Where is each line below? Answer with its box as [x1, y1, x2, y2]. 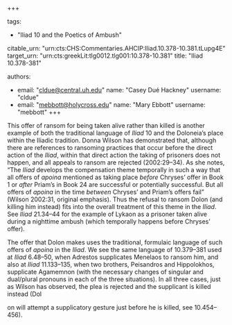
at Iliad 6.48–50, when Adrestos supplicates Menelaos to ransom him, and [7, 253, 219, 261]
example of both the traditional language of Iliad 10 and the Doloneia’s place [7, 129, 224, 137]
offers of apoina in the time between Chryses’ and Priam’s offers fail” [7, 188, 204, 196]
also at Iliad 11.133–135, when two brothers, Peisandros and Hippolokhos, [7, 260, 215, 268]
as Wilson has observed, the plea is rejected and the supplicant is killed [7, 283, 211, 290]
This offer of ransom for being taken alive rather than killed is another [7, 122, 206, 129]
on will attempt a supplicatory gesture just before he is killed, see [7, 303, 193, 311]
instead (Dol [7, 290, 42, 298]
